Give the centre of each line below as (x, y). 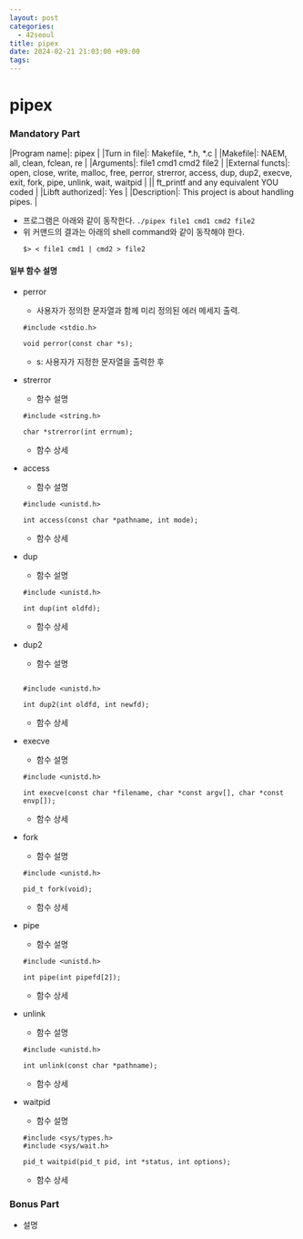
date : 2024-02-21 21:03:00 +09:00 (75, 52)
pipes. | (24, 202)
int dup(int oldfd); (61, 608)
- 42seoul (36, 35)
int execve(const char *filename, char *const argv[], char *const (153, 793)
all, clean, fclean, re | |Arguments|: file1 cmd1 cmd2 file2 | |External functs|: (150, 163)
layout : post (34, 18)
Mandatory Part (45, 134)
